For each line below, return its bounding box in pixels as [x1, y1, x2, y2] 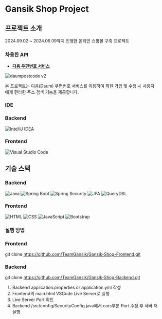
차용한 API [5, 51, 29, 58]
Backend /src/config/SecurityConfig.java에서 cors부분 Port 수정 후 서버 [12, 303, 153, 309]
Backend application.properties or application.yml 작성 [12, 284, 121, 291]
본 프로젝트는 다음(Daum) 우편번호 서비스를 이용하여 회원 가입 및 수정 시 [5, 83, 142, 89]
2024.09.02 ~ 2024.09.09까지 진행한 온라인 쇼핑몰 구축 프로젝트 [5, 38, 130, 43]
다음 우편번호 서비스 [12, 63, 50, 69]
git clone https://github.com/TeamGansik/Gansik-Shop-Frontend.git [5, 251, 141, 257]
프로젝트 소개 [5, 24, 42, 32]
